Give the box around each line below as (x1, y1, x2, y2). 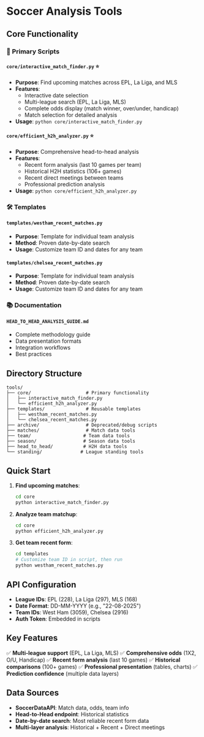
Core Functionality (6, 29, 78, 39)
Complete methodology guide (15, 331, 91, 338)
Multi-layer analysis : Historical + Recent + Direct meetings (15, 724, 165, 731)
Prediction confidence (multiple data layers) (6, 670, 119, 677)
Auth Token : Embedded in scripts (15, 615, 101, 622)
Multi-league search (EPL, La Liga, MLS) (24, 98, 127, 105)
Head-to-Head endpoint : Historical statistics (15, 710, 129, 718)
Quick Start (6, 465, 51, 476)
